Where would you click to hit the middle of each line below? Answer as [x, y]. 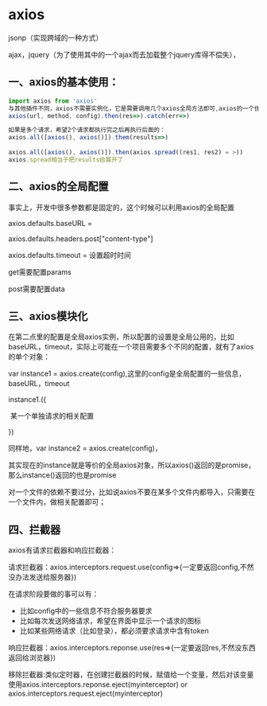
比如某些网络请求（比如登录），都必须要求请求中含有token [114, 631]
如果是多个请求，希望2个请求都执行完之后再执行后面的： [87, 130]
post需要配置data [37, 289]
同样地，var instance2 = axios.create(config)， [85, 448]
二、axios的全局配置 [58, 187]
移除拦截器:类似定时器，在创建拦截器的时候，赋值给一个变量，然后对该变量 [131, 675]
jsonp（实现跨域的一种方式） [56, 37]
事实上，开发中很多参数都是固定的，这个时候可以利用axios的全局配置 [121, 207]
